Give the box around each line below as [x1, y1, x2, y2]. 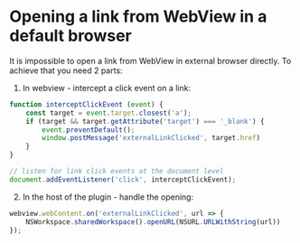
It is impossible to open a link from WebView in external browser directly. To [9, 55, 292, 66]
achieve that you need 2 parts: [9, 65, 124, 76]
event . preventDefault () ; [42, 125, 136, 135]
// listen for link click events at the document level [9, 167, 224, 176]
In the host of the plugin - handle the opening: [22, 192, 194, 202]
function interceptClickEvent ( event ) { [9, 99, 164, 109]
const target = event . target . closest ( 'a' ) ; [25, 108, 192, 117]
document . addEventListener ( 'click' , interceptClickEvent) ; [9, 174, 237, 184]
